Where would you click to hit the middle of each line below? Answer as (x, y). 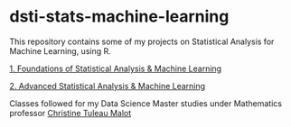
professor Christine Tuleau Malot (70, 113)
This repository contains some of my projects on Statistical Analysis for (142, 41)
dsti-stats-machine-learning (119, 17)
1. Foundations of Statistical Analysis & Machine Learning (116, 68)
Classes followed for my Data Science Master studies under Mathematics (146, 103)
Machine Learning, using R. (60, 50)
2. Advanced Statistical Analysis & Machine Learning (108, 86)
